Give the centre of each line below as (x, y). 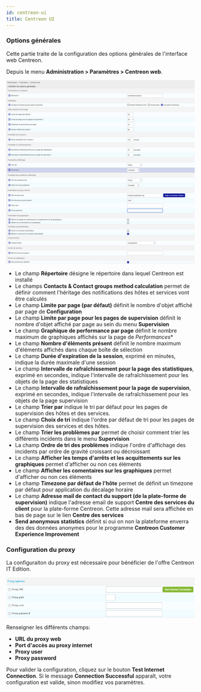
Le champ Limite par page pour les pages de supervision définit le (98, 318)
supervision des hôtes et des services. (63, 413)
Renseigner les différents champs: (48, 627)
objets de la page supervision (51, 400)
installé (24, 280)
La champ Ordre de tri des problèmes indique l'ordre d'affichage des (100, 445)
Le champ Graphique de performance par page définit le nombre (96, 330)
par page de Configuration (48, 312)
